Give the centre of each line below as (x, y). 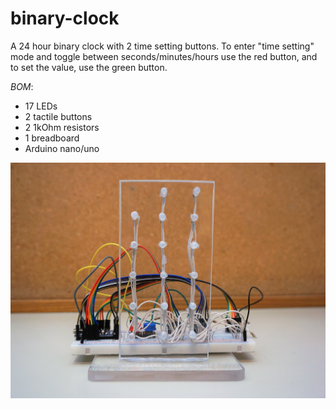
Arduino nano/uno (62, 148)
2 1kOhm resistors (62, 127)
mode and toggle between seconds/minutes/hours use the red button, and (164, 56)
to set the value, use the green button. (89, 67)
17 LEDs (41, 106)
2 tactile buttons (58, 116)
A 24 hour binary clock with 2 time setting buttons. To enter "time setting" (162, 46)
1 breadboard (52, 138)
